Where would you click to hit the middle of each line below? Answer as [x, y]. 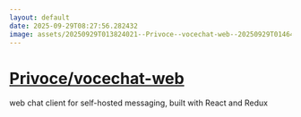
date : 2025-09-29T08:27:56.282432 [74, 26]
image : [21, 34]
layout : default [39, 17]
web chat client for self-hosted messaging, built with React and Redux [139, 103]
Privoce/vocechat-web [97, 78]
